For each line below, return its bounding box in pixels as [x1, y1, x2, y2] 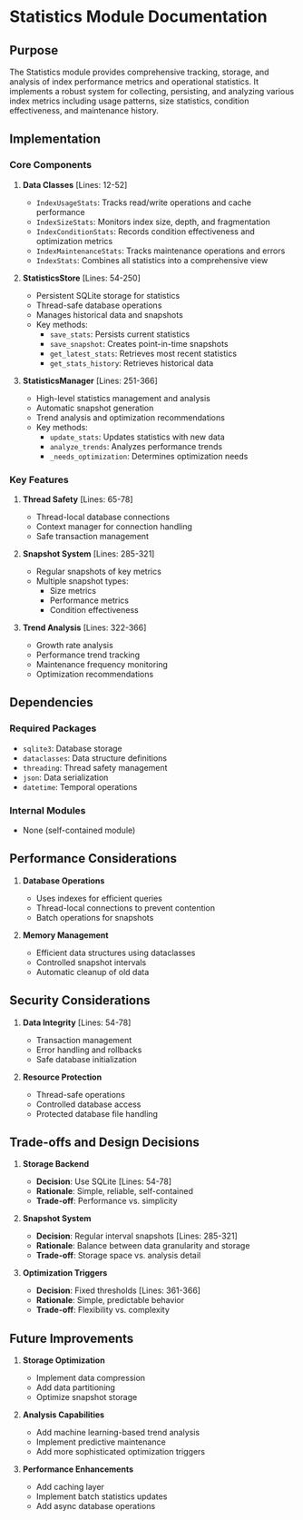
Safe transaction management [35, 530, 150, 541]
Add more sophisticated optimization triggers [35, 1446, 206, 1457]
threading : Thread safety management [22, 762, 168, 773]
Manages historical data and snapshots [35, 309, 183, 320]
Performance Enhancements [22, 1464, 134, 1475]
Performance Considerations [9, 851, 177, 866]
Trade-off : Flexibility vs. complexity [35, 1305, 171, 1316]
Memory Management [22, 929, 109, 941]
